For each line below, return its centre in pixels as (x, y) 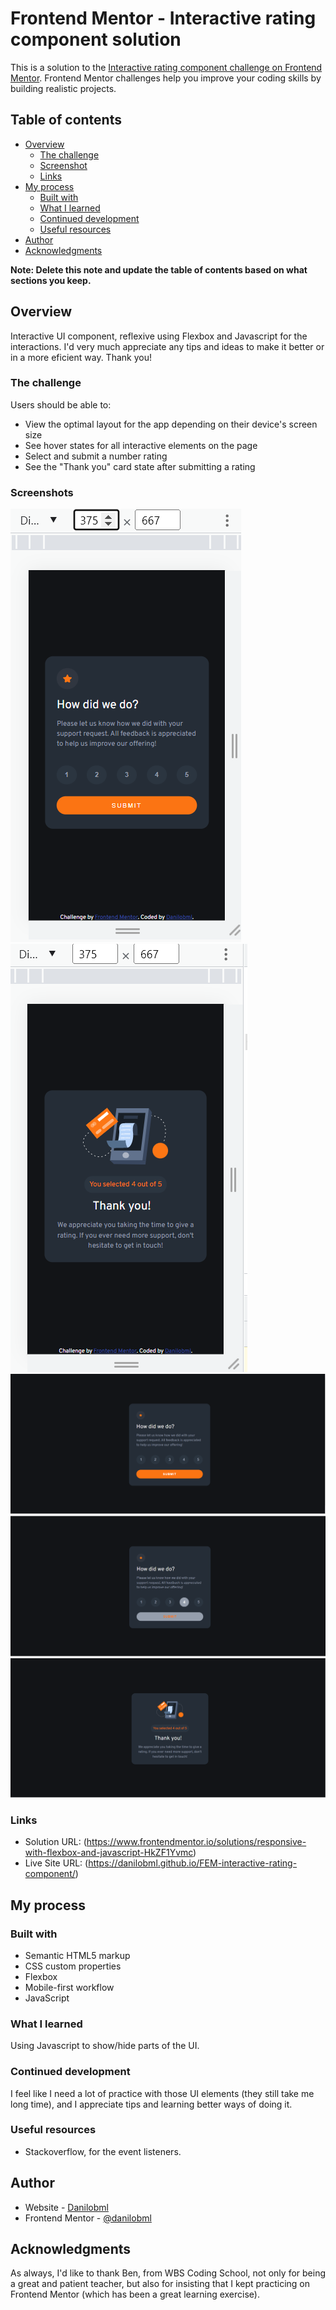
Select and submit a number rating (96, 456)
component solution (96, 39)
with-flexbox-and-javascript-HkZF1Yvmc (109, 1853)
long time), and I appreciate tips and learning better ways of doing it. (151, 2104)
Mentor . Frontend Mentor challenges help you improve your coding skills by (166, 78)
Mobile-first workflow (69, 1987)
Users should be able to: (61, 404)
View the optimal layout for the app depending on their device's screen (171, 424)
